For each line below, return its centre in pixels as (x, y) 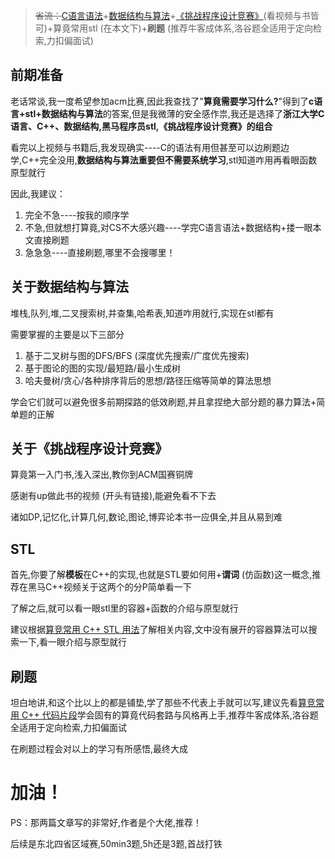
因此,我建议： (38, 193)
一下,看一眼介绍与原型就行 (73, 642)
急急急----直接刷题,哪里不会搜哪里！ (100, 252)
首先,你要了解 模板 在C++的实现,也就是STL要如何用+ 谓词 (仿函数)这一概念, (161, 575)
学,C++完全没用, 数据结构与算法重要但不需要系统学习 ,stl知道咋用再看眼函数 (164, 160)
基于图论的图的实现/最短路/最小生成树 (102, 368)
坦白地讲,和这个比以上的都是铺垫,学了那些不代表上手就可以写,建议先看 (154, 703)
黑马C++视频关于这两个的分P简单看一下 (109, 587)
